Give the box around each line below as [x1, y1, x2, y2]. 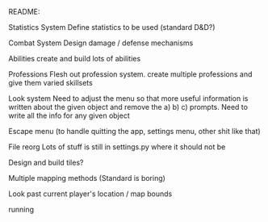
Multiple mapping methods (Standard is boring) [8, 174, 165, 182]
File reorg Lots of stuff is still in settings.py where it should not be [8, 142, 226, 152]
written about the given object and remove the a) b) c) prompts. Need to [8, 103, 249, 111]
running [8, 205, 35, 214]
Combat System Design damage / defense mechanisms [8, 38, 194, 48]
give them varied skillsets [8, 78, 93, 87]
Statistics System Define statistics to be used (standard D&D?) [8, 23, 216, 31]
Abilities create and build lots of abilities [8, 54, 141, 63]
